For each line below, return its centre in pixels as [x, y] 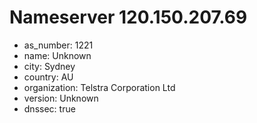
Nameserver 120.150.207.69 [128, 17]
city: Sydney [49, 66]
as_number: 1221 [58, 45]
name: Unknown [57, 55]
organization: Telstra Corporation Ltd [99, 87]
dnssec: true [49, 108]
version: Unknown [61, 98]
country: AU [48, 77]
